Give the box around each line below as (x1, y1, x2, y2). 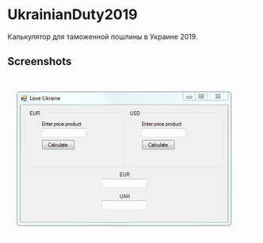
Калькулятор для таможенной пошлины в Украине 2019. (7, 32, 199, 41)
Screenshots (7, 55, 72, 68)
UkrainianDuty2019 (7, 6, 138, 24)
